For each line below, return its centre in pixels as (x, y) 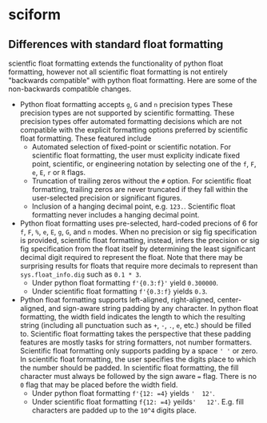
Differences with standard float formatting (116, 44)
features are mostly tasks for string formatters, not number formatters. (136, 342)
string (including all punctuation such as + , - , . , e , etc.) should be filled (135, 325)
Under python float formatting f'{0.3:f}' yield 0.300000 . (125, 283)
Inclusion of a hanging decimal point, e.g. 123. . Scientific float (133, 206)
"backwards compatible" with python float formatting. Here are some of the (133, 80)
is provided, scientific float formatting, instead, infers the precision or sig (139, 240)
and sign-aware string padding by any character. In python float (153, 308)
